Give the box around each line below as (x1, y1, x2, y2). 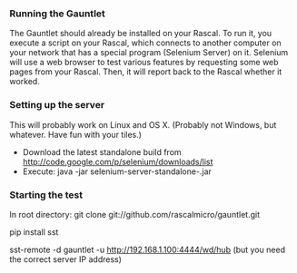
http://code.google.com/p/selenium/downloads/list (22, 156, 213, 167)
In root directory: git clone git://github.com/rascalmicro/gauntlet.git (9, 209, 261, 219)
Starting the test (9, 189, 84, 201)
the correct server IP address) (9, 253, 123, 265)
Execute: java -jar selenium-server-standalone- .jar (22, 166, 212, 177)
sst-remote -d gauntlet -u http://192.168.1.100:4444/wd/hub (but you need (9, 244, 286, 255)
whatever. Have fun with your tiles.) (9, 129, 143, 140)
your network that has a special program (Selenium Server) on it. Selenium (9, 47, 289, 58)
